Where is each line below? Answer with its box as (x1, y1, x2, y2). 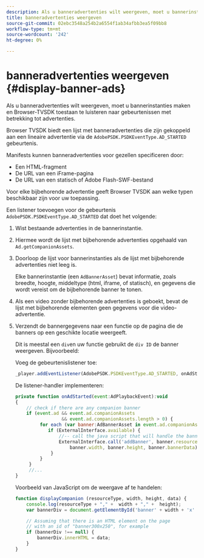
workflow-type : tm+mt (6, 26, 61, 32)
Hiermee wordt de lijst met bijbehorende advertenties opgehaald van (15, 236, 187, 244)
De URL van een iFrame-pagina (15, 169, 94, 177)
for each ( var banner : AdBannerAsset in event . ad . (39, 422, 168, 428)
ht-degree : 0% (6, 37, 42, 43)
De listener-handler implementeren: (15, 381, 104, 389)
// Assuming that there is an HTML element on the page (26, 518, 171, 524)
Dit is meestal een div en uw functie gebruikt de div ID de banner (15, 341, 179, 348)
